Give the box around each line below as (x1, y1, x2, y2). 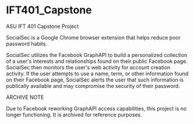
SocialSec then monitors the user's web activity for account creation (6, 63, 171, 70)
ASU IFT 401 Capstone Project (6, 23, 79, 30)
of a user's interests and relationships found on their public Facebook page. (6, 58, 188, 65)
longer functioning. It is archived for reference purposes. (6, 111, 142, 118)
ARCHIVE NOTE (6, 94, 44, 101)
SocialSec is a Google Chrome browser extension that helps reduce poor (6, 34, 181, 41)
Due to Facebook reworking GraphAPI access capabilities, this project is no (6, 105, 187, 112)
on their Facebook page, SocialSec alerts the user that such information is (6, 76, 184, 83)
